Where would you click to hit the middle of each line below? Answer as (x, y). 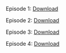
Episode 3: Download (32, 32)
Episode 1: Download (32, 9)
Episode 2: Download (32, 20)
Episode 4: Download (33, 44)
